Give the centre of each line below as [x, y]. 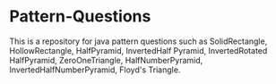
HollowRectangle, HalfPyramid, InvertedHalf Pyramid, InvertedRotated [138, 50]
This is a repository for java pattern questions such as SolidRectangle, [138, 41]
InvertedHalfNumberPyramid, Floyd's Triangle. [95, 70]
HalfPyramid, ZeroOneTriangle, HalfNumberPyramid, [106, 60]
